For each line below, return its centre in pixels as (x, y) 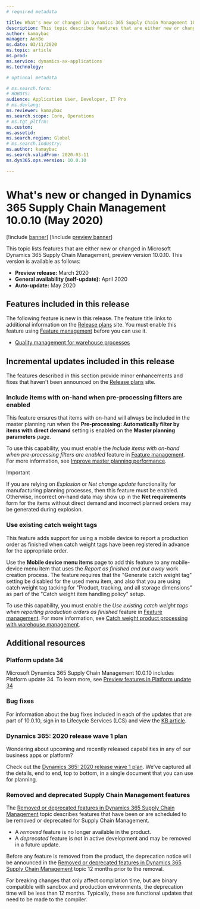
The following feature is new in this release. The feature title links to (89, 318)
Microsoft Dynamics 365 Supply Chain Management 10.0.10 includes (90, 673)
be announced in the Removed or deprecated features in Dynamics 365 (94, 863)
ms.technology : (25, 67)
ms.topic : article (29, 50)
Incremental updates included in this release (90, 361)
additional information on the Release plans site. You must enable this (91, 325)
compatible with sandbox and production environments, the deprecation (95, 887)
